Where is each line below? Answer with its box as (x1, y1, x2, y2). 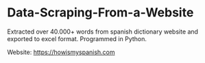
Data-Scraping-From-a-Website (7, 5, 194, 21)
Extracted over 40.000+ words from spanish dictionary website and (7, 27, 199, 36)
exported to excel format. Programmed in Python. (7, 34, 147, 42)
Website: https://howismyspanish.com (7, 48, 115, 56)
